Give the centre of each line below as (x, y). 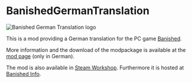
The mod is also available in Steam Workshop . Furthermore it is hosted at (95, 67)
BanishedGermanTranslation (78, 11)
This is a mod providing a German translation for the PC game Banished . (94, 38)
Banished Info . (24, 74)
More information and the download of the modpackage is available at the (96, 50)
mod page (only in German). (40, 56)
